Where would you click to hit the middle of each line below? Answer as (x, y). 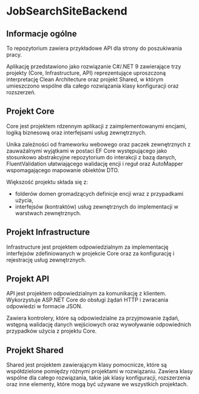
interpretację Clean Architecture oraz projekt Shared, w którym (85, 79)
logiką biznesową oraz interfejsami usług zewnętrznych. (76, 133)
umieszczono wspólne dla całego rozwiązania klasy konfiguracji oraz (93, 86)
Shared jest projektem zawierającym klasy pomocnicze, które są (86, 365)
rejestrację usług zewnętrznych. (46, 260)
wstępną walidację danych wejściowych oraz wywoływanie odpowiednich (99, 325)
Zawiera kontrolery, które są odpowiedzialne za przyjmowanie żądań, (93, 318)
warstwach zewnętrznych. (48, 213)
